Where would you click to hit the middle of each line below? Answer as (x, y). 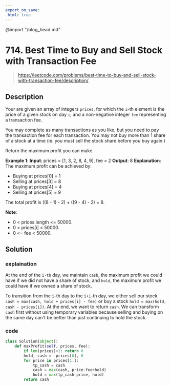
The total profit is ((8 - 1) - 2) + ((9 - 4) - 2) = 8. (55, 202)
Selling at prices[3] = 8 (37, 181)
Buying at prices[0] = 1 (37, 176)
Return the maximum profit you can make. (49, 151)
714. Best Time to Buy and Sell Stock (84, 50)
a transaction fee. (24, 120)
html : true (19, 15)
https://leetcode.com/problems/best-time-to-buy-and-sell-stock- (87, 75)
